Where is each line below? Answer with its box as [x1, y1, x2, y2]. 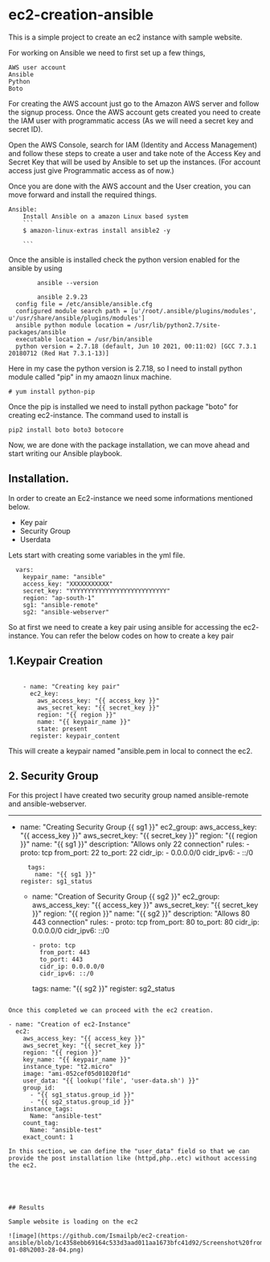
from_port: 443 [39, 949, 91, 957]
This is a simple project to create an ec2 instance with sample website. [8, 32, 243, 42]
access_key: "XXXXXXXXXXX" [22, 580, 113, 588]
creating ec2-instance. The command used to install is [8, 410, 189, 420]
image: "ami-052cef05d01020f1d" [22, 1070, 131, 1078]
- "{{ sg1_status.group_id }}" [29, 1091, 135, 1099]
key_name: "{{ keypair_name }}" [22, 1056, 131, 1064]
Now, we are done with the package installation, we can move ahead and [8, 440, 251, 449]
